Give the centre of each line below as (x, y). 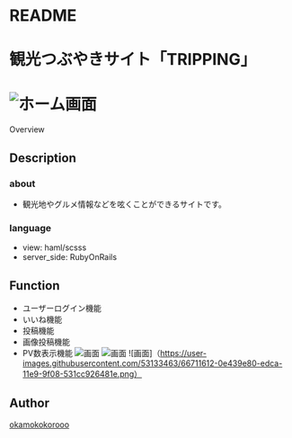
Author (29, 402)
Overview (27, 130)
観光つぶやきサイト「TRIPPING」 (133, 60)
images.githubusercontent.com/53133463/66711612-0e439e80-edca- (152, 363)
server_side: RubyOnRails (70, 257)
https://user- (183, 353)
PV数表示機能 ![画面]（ (91, 353)
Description (43, 158)
